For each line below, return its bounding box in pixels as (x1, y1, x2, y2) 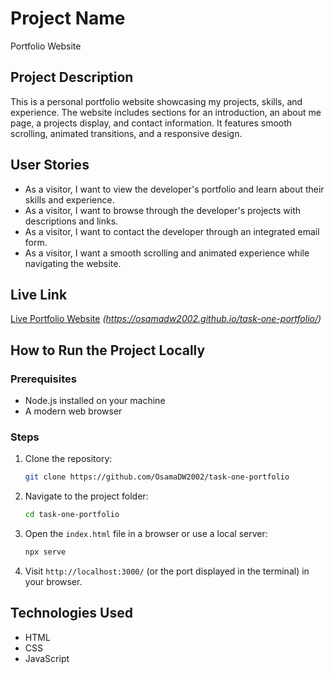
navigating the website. (24, 257, 122, 269)
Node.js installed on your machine (24, 395, 166, 407)
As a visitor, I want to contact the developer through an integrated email (24, 225, 320, 237)
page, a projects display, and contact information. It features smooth (10, 117, 293, 129)
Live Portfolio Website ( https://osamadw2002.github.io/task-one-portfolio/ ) (10, 313, 322, 325)
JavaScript (24, 652, 70, 664)
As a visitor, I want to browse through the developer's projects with (24, 204, 301, 216)
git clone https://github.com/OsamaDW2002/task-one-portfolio (24, 472, 290, 482)
